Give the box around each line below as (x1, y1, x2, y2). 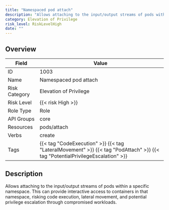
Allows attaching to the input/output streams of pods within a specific (5, 183, 149, 189)
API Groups (8, 115, 35, 122)
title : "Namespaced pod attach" (5, 7, 73, 13)
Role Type (8, 107, 32, 114)
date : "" (5, 26, 24, 31)
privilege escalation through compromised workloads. (5, 199, 117, 205)
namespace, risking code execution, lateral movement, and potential (5, 193, 147, 199)
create (39, 131, 55, 138)
